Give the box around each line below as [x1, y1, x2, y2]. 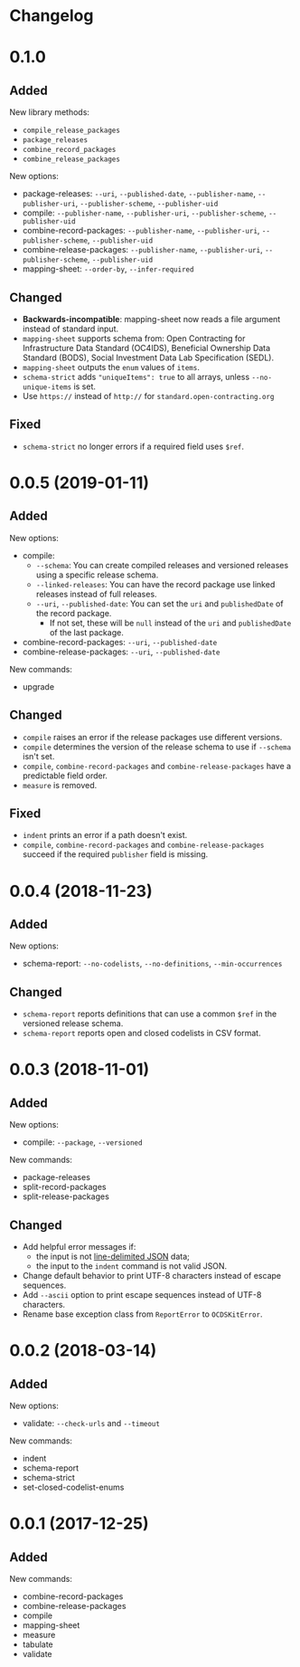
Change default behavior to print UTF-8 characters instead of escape [22, 1271, 282, 1281]
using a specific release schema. [35, 569, 159, 580]
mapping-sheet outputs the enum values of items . [22, 362, 201, 372]
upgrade [22, 681, 55, 692]
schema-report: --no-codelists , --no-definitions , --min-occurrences [22, 958, 283, 969]
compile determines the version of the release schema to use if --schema [22, 741, 292, 752]
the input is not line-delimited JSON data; [35, 1251, 190, 1262]
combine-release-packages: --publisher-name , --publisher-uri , [22, 244, 264, 255]
